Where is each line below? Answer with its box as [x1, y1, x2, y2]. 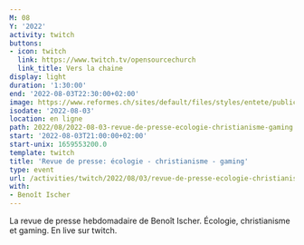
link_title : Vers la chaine [17, 64, 124, 73]
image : [9, 97, 34, 107]
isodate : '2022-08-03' [9, 106, 95, 115]
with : [9, 182, 30, 191]
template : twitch [9, 148, 75, 157]
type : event [9, 165, 54, 174]
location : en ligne [9, 114, 83, 123]
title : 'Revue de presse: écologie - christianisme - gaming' [9, 156, 249, 166]
